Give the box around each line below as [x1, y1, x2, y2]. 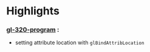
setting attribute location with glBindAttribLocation [15, 39, 145, 46]
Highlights [6, 4, 60, 18]
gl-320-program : [6, 26, 60, 34]
